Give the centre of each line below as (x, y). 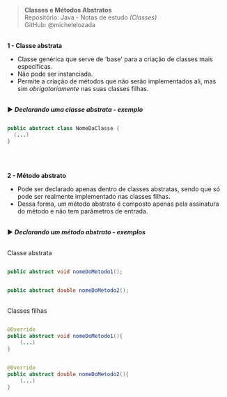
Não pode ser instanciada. (55, 74)
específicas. (35, 66)
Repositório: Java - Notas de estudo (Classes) (91, 17)
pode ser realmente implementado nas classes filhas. (94, 196)
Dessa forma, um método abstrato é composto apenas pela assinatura (118, 204)
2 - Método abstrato (37, 175)
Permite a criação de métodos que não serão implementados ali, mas (117, 81)
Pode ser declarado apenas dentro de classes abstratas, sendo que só (119, 189)
